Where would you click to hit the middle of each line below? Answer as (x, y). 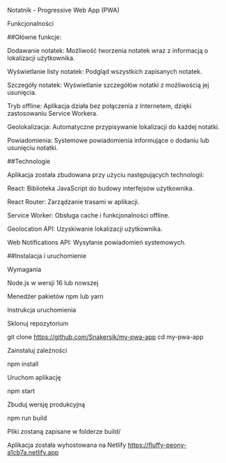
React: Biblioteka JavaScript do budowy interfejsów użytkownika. (101, 188)
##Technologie (29, 161)
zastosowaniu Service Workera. (53, 113)
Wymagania (24, 269)
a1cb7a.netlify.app (33, 452)
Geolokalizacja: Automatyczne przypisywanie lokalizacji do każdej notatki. (114, 127)
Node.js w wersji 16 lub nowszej (53, 283)
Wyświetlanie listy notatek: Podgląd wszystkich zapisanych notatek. (105, 71)
